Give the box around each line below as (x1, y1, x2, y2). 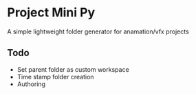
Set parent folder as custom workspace (17, 65, 129, 73)
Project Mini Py (7, 5, 95, 21)
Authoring (17, 80, 46, 88)
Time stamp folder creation (17, 72, 94, 81)
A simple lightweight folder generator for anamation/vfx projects (7, 27, 189, 36)
